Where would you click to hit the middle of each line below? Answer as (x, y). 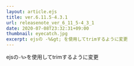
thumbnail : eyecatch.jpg (37, 34)
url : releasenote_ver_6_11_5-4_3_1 (50, 23)
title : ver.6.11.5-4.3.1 (37, 17)
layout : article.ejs (32, 12)
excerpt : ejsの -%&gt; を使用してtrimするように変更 (67, 39)
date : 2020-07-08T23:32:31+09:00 (48, 28)
